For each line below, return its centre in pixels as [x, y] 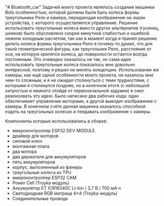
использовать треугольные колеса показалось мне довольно [70, 64]
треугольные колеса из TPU [42, 172]
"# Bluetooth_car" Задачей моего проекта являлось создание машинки [80, 7]
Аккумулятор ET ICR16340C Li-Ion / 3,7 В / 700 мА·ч [66, 188]
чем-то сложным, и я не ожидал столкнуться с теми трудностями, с [77, 80]
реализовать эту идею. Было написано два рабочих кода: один [72, 96]
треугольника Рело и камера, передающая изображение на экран [75, 17]
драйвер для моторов [35, 136]
